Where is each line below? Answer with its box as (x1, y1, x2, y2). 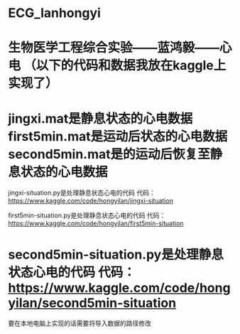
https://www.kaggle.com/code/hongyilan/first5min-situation (8, 219, 184, 228)
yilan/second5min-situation (8, 295, 177, 311)
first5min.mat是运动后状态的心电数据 (8, 128, 228, 144)
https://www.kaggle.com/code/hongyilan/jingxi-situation (8, 197, 173, 205)
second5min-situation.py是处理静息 (8, 247, 224, 262)
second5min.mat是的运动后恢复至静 (8, 146, 223, 162)
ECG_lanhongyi (8, 5, 102, 21)
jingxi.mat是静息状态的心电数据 (8, 110, 193, 126)
